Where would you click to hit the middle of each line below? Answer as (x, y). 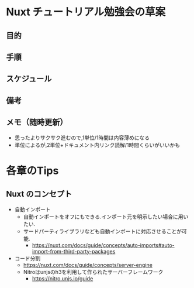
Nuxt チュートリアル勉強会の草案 (86, 12)
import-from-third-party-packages (74, 251)
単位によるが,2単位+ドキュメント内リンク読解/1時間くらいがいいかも (97, 145)
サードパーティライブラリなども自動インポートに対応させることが (103, 231)
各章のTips (32, 171)
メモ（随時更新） (37, 123)
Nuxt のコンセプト (39, 194)
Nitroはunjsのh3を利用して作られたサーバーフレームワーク (93, 272)
